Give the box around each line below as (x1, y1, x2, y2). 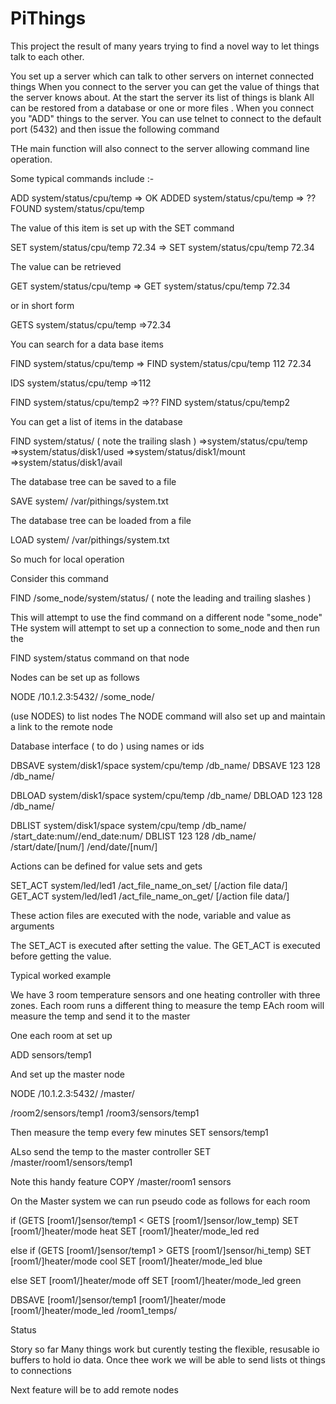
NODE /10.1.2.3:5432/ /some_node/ (10, 690, 155, 702)
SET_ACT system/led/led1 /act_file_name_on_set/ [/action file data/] (10, 879, 288, 891)
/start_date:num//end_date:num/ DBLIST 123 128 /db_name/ (10, 830, 257, 842)
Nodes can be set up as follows (10, 671, 140, 683)
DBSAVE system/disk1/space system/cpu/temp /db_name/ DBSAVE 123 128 (10, 759, 321, 771)
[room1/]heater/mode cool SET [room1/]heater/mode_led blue (10, 1255, 263, 1267)
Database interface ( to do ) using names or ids (10, 740, 205, 752)
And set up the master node (10, 1068, 125, 1080)
